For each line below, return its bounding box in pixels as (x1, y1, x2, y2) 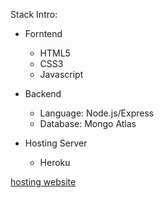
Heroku (39, 157, 71, 168)
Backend (24, 88, 62, 99)
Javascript (39, 69, 84, 80)
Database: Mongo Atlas (39, 118, 137, 129)
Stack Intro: (10, 9, 58, 20)
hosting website (10, 176, 77, 188)
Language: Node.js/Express (39, 107, 155, 119)
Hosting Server (24, 137, 88, 149)
